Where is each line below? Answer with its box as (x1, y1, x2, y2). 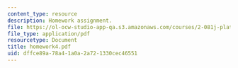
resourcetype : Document (7, 37, 78, 44)
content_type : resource (7, 10, 78, 18)
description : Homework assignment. (7, 17, 113, 24)
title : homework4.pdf (7, 43, 72, 50)
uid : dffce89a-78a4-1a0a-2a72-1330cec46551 (7, 50, 138, 57)
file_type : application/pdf (7, 30, 91, 38)
